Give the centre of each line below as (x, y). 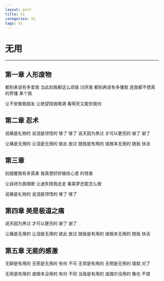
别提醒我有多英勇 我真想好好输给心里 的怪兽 (49, 173)
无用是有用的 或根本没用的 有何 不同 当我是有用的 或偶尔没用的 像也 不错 (78, 274)
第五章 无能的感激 (31, 250)
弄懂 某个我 (20, 93)
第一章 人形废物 (28, 75)
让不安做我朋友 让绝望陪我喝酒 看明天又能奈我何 (53, 104)
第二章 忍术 (22, 120)
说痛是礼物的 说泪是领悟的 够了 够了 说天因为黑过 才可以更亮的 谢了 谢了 (78, 133)
